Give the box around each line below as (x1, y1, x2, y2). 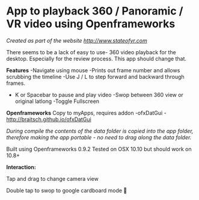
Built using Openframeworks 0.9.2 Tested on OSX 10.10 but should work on (6, 145, 192, 152)
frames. (6, 80, 26, 87)
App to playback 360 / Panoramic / (6, 4, 183, 18)
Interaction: (6, 163, 36, 170)
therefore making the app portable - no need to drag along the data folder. (6, 134, 192, 141)
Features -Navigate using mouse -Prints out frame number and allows (6, 66, 180, 73)
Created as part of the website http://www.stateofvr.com (6, 37, 147, 44)
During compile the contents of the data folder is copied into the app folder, (6, 127, 194, 134)
